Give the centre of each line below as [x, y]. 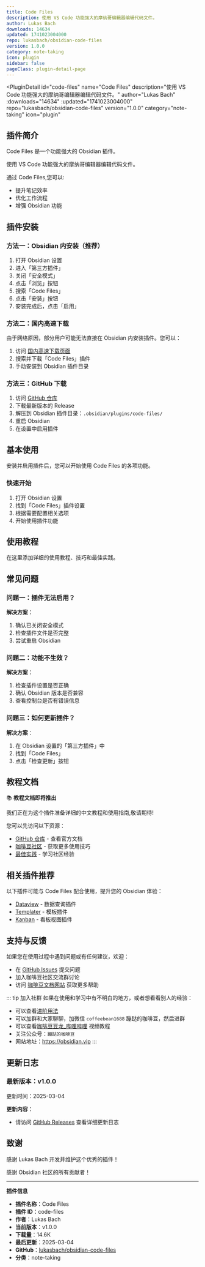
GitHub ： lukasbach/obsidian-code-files [66, 1250]
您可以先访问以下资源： [36, 826]
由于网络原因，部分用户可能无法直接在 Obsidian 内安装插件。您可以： [94, 338]
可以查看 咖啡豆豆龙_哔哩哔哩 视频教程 [63, 1026]
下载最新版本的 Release [45, 406]
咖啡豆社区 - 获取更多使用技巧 [53, 847]
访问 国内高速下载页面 [43, 351]
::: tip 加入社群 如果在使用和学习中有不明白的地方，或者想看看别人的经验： [100, 998]
